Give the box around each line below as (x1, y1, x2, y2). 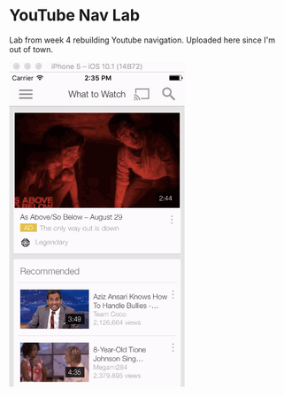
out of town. (9, 43, 54, 54)
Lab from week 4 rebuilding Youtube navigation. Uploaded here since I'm (9, 35, 276, 45)
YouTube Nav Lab (9, 5, 140, 26)
